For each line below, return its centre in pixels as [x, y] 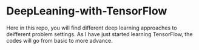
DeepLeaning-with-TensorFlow [87, 11]
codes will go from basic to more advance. [60, 40]
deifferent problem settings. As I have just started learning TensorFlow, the [99, 34]
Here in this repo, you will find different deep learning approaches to [92, 28]
